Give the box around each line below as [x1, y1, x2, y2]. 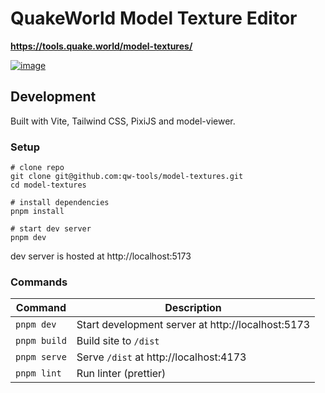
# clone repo [10, 163, 65, 173]
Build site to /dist [76, 334, 160, 348]
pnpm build [15, 335, 67, 347]
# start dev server [10, 224, 92, 234]
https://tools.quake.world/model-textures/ [10, 40, 193, 52]
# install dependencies [10, 198, 110, 208]
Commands [10, 275, 68, 289]
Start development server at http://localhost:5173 [76, 318, 311, 332]
